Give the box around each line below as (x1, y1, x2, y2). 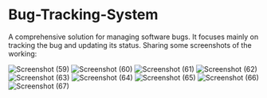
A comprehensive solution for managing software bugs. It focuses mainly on (8, 32, 259, 41)
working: (8, 49, 37, 58)
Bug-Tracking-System (8, 6, 159, 24)
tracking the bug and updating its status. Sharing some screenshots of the (8, 40, 253, 49)
